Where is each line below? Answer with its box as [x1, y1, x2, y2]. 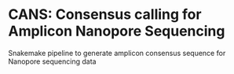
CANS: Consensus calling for [8, 6, 202, 24]
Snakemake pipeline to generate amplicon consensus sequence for [8, 48, 226, 57]
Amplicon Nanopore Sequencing [8, 22, 225, 40]
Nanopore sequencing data [8, 57, 97, 66]
